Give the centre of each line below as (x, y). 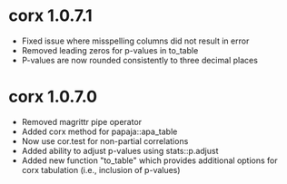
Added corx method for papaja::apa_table (99, 131)
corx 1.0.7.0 (53, 97)
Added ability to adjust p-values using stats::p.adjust (120, 150)
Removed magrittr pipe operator (82, 121)
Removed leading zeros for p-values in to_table (110, 50)
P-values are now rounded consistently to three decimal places (139, 60)
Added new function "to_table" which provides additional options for (149, 160)
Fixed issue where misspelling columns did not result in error (135, 41)
